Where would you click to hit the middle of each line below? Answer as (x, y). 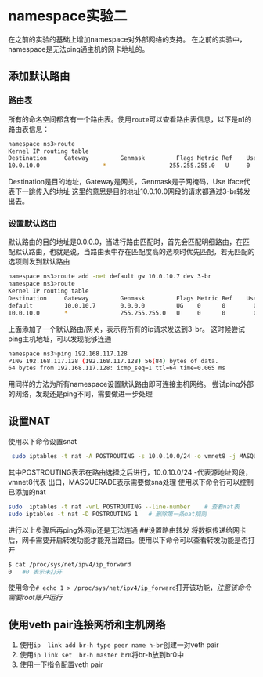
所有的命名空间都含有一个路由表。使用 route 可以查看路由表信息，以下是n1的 (130, 119)
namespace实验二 (68, 16)
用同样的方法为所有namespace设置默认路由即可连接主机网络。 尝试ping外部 (131, 384)
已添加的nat (27, 492)
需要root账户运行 (35, 598)
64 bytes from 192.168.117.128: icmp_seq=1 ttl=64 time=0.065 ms (117, 368)
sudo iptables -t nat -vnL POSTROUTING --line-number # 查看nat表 (124, 507)
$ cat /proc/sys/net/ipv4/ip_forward (70, 564)
